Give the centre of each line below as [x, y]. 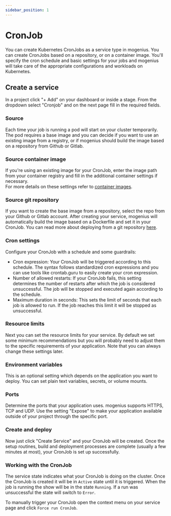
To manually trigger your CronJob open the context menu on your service [83, 503]
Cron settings [22, 241]
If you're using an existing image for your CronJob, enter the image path [81, 170]
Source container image [36, 159]
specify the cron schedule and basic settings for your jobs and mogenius [82, 60]
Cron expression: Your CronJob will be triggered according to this [82, 262]
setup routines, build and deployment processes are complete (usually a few [86, 446]
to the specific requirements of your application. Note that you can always [83, 346]
